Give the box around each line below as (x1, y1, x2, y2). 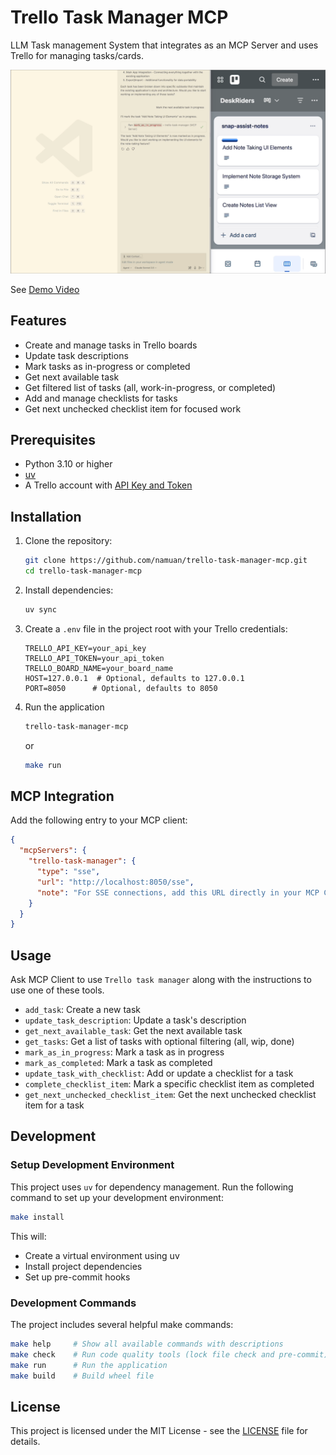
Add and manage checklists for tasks (24, 392, 178, 404)
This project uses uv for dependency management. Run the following (10, 1181, 294, 1193)
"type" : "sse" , (36, 867, 101, 877)
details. (10, 1436, 41, 1448)
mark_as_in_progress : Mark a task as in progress (24, 1046, 225, 1058)
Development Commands (10, 1296, 137, 1310)
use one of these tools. (10, 984, 105, 996)
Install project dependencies (24, 1260, 143, 1272)
